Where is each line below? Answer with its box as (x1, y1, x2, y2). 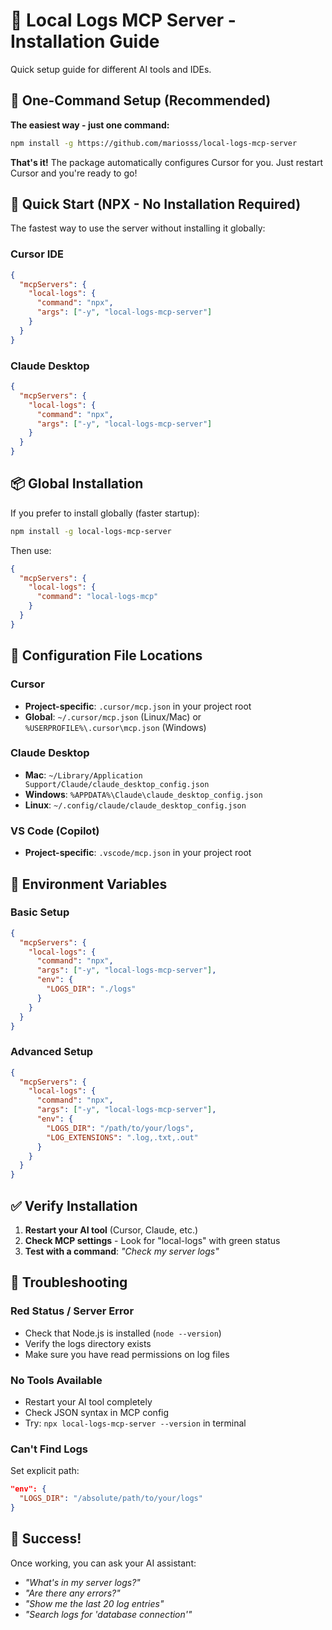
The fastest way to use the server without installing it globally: (10, 222, 266, 234)
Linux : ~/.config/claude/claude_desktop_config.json (24, 799, 247, 811)
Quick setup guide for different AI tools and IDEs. (10, 63, 212, 75)
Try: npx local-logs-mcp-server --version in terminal (24, 1417, 247, 1429)
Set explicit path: (10, 1465, 80, 1477)
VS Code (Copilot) (10, 824, 100, 838)
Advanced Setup (10, 1045, 94, 1059)
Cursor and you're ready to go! (10, 167, 138, 179)
